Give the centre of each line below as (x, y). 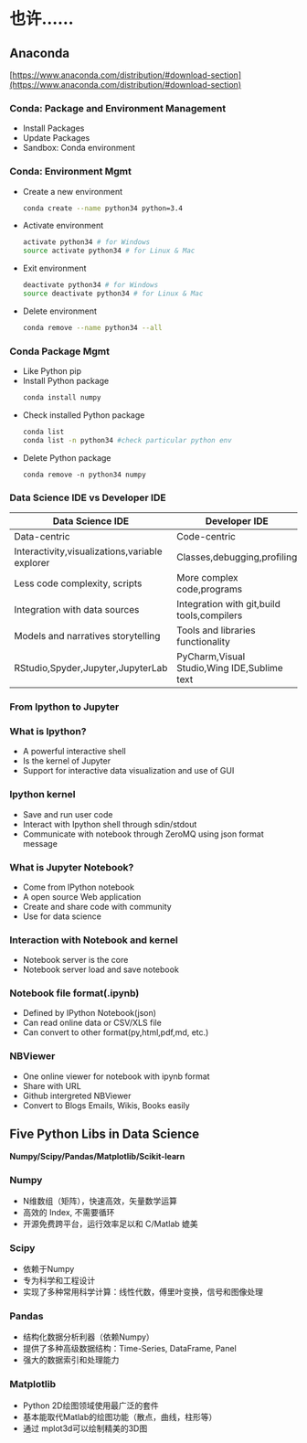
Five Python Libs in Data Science (104, 1134)
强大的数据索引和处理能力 (71, 1360)
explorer (32, 563)
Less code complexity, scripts (78, 583)
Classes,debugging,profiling (237, 557)
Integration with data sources (77, 610)
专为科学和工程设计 (59, 1280)
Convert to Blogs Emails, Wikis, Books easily (106, 1105)
